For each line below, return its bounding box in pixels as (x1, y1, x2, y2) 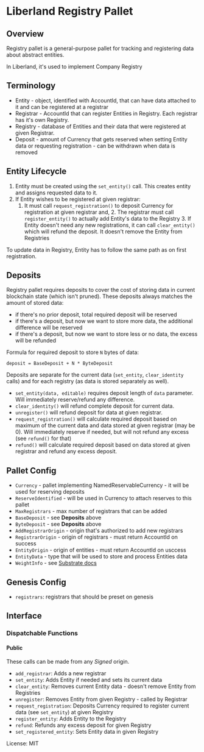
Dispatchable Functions (6, 629, 78, 637)
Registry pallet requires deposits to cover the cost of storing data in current (6, 286, 195, 294)
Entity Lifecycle (6, 166, 67, 177)
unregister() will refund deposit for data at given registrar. (15, 409, 163, 416)
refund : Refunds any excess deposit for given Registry (15, 721, 152, 729)
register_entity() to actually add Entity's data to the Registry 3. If (24, 215, 192, 222)
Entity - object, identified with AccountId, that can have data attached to (15, 96, 196, 104)
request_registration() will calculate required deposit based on (15, 416, 177, 423)
